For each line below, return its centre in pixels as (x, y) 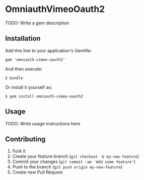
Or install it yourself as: (29, 87)
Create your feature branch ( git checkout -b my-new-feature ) (76, 156)
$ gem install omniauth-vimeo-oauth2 (44, 96)
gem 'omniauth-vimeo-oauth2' (35, 60)
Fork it (19, 151)
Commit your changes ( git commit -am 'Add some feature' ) (74, 162)
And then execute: (24, 69)
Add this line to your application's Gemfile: (48, 50)
